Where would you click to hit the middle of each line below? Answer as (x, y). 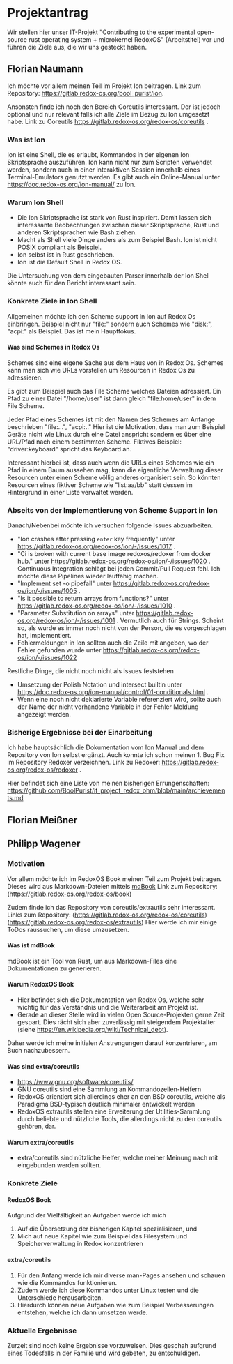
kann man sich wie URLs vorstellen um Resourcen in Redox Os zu (101, 370)
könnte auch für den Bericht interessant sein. (72, 283)
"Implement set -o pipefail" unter (64, 583)
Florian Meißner (42, 820)
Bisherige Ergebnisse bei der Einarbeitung (80, 733)
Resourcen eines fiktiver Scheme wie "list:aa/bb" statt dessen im (100, 485)
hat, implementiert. (44, 636)
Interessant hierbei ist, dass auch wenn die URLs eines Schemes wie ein (111, 463)
